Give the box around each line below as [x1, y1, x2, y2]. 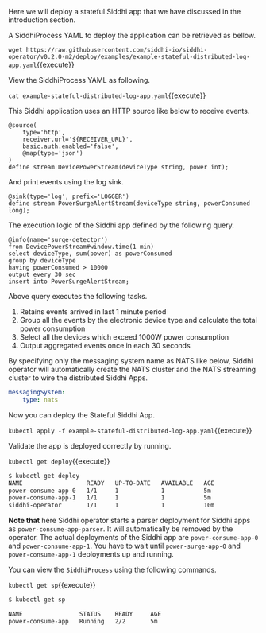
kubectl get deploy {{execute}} [8, 456, 110, 466]
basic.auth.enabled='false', [22, 142, 119, 150]
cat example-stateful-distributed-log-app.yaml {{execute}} [8, 91, 206, 100]
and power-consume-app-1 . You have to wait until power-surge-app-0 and [8, 541, 241, 551]
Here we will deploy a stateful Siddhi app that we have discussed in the [8, 7, 241, 16]
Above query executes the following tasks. [8, 292, 148, 301]
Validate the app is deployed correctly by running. [8, 441, 172, 450]
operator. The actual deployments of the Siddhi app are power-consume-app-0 [8, 533, 259, 542]
